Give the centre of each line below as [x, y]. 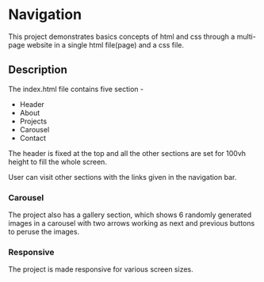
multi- [246, 36]
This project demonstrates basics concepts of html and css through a [122, 36]
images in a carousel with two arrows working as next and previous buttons [132, 223]
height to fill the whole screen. [57, 162]
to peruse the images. [44, 232]
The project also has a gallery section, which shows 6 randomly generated [130, 215]
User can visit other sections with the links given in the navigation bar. [122, 177]
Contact [33, 138]
